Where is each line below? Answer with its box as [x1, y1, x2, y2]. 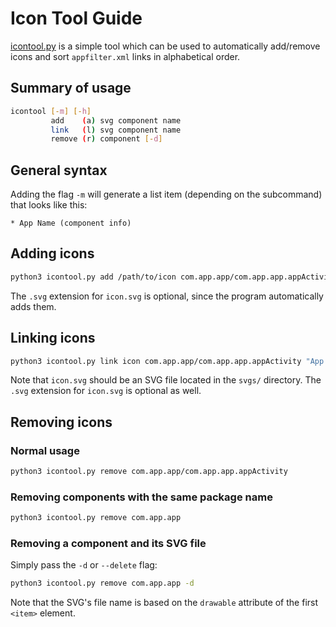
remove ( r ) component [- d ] [50, 134, 163, 144]
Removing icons [10, 413, 113, 431]
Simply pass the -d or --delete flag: [10, 559, 158, 571]
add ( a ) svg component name [50, 115, 182, 126]
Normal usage [10, 443, 80, 457]
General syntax [10, 162, 108, 179]
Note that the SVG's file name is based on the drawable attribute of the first [10, 597, 319, 609]
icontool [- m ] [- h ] [10, 106, 92, 116]
